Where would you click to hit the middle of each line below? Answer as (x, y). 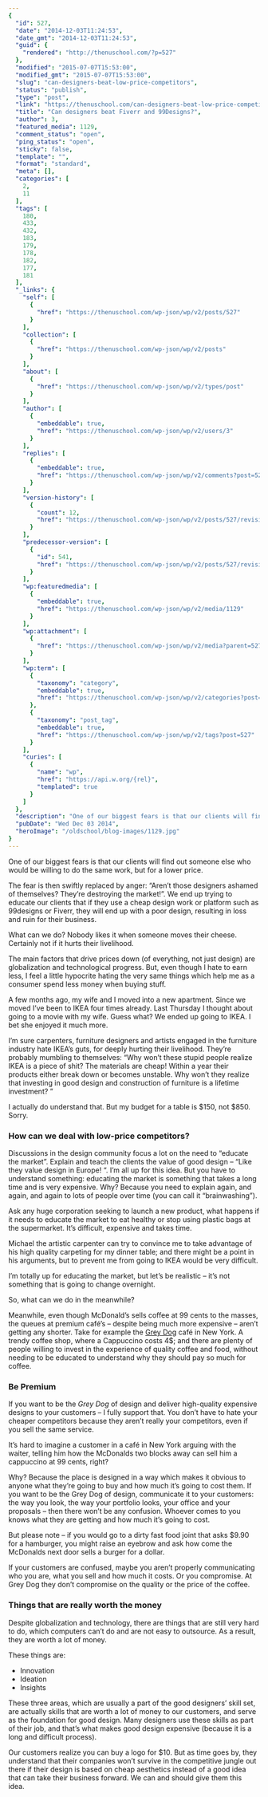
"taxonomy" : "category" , (78, 683)
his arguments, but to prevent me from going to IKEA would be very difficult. (133, 1260)
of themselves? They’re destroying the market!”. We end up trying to (120, 893)
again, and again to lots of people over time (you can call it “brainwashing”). (133, 1196)
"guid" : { (32, 45)
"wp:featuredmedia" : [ (60, 587)
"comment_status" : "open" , (60, 134)
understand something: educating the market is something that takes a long (132, 1179)
